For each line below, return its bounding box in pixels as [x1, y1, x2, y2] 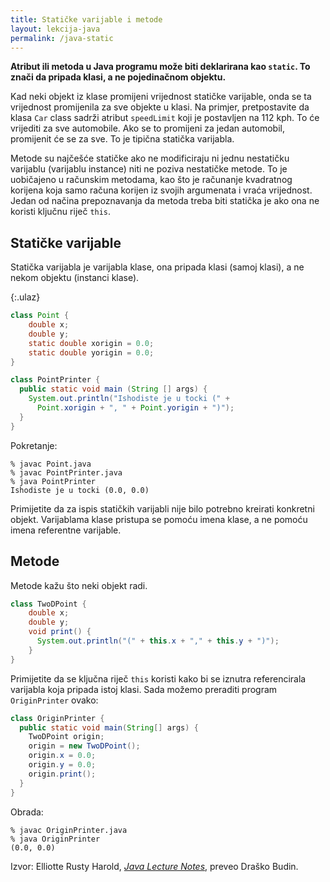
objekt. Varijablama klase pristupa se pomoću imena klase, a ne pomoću [10, 513, 308, 525]
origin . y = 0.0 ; [28, 760, 97, 770]
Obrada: [10, 806, 44, 818]
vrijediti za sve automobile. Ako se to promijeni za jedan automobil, [10, 122, 286, 135]
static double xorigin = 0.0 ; [28, 338, 155, 348]
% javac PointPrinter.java [10, 467, 123, 478]
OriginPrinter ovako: [10, 694, 99, 706]
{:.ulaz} [10, 291, 41, 303]
